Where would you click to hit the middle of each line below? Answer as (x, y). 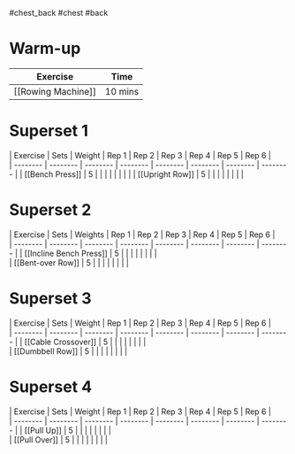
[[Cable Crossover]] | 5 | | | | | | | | (85, 342)
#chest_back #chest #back (59, 13)
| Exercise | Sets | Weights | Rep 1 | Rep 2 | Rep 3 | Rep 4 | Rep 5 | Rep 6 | (142, 235)
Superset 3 (50, 298)
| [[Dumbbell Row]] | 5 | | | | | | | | (68, 351)
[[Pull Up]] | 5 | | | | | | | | (68, 430)
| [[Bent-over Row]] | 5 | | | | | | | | (69, 262)
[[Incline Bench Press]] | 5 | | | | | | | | (91, 253)
